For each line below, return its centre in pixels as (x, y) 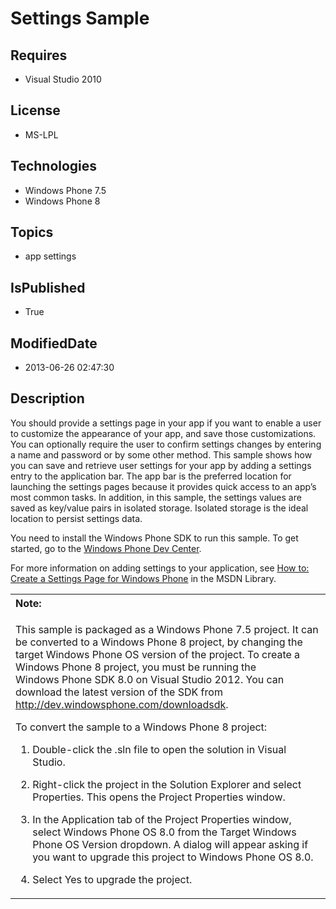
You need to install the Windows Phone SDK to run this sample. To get (154, 538)
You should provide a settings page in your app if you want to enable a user (166, 423)
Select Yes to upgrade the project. (112, 879)
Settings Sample (80, 18)
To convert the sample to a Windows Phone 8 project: (141, 727)
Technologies (54, 166)
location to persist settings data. (76, 518)
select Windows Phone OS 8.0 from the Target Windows (164, 832)
